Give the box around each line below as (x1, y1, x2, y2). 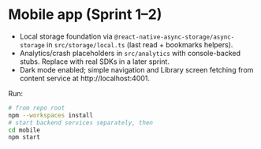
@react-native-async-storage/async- (114, 33, 235, 41)
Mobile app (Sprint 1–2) (8, 6, 162, 24)
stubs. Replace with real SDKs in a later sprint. (19, 57, 170, 66)
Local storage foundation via (19, 32, 113, 41)
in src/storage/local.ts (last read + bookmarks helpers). (46, 39, 233, 49)
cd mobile (8, 126, 41, 134)
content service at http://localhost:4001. (19, 73, 151, 83)
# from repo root (8, 104, 65, 112)
